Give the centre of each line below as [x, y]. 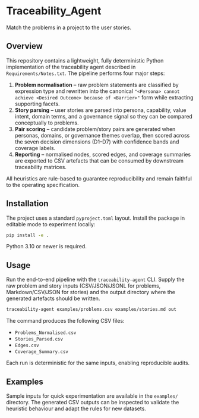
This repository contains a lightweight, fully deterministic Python [85, 60]
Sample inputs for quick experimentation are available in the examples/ [92, 396]
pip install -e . [28, 235]
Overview [25, 46]
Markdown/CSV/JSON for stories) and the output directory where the [91, 292]
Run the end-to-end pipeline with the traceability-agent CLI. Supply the [95, 280]
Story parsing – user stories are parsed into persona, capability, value [100, 110]
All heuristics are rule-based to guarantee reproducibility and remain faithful [99, 178]
